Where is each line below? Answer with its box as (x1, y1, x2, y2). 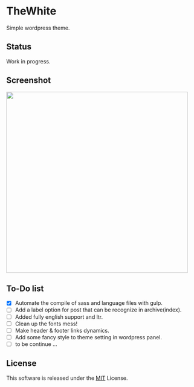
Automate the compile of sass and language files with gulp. (15, 299, 163, 307)
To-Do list (6, 283, 44, 293)
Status (6, 42, 32, 52)
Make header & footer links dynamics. (15, 327, 110, 334)
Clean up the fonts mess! (15, 320, 77, 327)
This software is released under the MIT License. (6, 374, 128, 382)
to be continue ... (15, 340, 57, 348)
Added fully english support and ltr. (15, 313, 103, 321)
